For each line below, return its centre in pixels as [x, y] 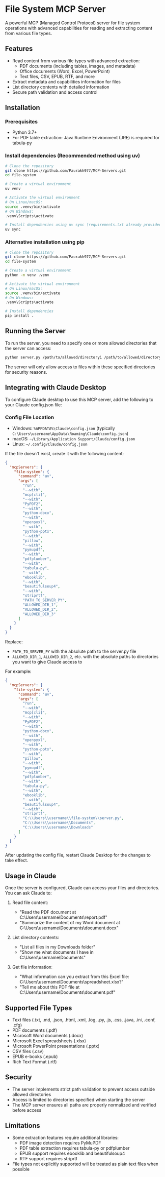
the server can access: [28, 348]
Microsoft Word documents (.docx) [48, 1036]
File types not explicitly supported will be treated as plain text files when [85, 1164]
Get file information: [32, 967]
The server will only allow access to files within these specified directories [80, 367]
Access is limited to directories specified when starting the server [79, 1099]
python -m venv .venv [27, 275]
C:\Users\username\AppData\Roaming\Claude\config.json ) [70, 433]
